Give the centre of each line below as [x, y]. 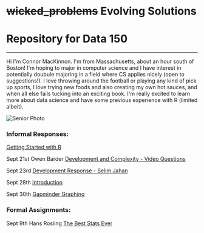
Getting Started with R [34, 147]
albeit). [15, 107]
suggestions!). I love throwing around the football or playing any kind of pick [101, 81]
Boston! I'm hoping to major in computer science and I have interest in [94, 68]
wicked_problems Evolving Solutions [102, 11]
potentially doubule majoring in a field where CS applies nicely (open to [96, 75]
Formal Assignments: [39, 210]
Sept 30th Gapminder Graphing [46, 194]
